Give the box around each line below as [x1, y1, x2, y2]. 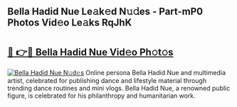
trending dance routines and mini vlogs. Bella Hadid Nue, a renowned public [7, 84, 231, 92]
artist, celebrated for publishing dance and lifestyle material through [7, 77, 207, 84]
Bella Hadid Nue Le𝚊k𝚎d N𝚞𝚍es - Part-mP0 [7, 6, 204, 18]
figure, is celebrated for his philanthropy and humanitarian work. [7, 91, 196, 100]
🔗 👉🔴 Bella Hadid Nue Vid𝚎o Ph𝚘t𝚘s [7, 46, 174, 58]
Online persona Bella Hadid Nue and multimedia [85, 69, 226, 77]
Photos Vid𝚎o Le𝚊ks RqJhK [7, 17, 132, 29]
